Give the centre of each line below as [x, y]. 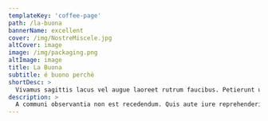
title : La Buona [35, 68]
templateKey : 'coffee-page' [55, 16]
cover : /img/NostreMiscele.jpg [60, 38]
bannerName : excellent [46, 30]
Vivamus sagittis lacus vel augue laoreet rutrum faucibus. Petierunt [135, 90]
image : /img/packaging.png [53, 53]
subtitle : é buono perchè [51, 75]
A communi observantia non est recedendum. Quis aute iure [116, 104]
